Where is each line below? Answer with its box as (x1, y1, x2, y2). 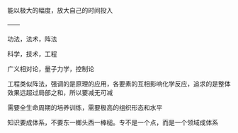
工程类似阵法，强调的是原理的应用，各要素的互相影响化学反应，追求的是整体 (7, 80, 231, 88)
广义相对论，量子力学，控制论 (7, 65, 94, 72)
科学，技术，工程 (7, 50, 57, 58)
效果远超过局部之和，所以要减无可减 (7, 89, 113, 96)
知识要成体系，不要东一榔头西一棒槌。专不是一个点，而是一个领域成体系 (7, 118, 218, 127)
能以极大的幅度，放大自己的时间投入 (7, 6, 113, 14)
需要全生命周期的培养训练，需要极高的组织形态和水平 (7, 103, 163, 111)
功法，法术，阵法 (7, 34, 57, 43)
